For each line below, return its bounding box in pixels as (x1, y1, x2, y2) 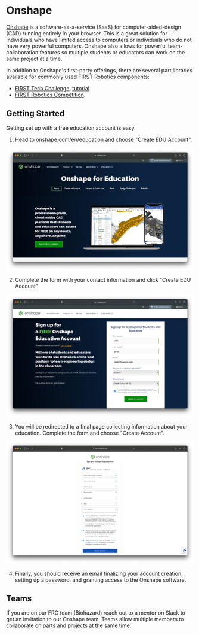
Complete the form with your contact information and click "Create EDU (14, 277, 191, 284)
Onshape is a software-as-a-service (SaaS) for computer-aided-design (6, 23, 182, 31)
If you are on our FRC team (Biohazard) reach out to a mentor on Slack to (6, 609, 186, 616)
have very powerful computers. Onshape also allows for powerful (6, 42, 167, 50)
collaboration (6, 48, 39, 56)
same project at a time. (6, 55, 63, 62)
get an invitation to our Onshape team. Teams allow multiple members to (6, 616, 184, 623)
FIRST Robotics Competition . (14, 91, 86, 98)
